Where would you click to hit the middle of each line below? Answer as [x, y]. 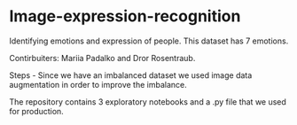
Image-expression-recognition [125, 16]
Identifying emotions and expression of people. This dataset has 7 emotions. [149, 41]
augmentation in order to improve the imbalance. [98, 84]
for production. [36, 111]
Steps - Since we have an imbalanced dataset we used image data [131, 75]
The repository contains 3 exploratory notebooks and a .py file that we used [148, 102]
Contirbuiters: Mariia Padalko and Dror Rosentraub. [102, 58]
